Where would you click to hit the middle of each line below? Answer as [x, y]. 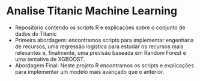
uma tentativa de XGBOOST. [50, 59]
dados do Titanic [36, 33]
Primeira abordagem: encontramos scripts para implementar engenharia [104, 40]
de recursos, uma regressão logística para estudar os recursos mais [99, 46]
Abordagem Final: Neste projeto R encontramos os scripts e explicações [104, 65]
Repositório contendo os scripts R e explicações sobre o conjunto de [100, 27]
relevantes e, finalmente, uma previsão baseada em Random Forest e [100, 52]
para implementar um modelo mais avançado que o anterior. [89, 71]
